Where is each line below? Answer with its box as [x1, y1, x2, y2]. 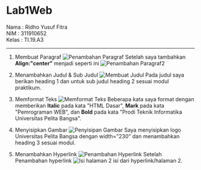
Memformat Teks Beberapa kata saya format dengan [14, 95, 194, 102]
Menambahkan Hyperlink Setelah [14, 150, 162, 157]
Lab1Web [6, 4, 53, 17]
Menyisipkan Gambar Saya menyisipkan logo [14, 126, 181, 133]
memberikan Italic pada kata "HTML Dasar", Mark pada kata [14, 102, 165, 109]
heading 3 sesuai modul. [14, 139, 76, 146]
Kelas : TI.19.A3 [6, 36, 44, 43]
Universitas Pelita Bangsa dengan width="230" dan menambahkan [14, 132, 180, 139]
